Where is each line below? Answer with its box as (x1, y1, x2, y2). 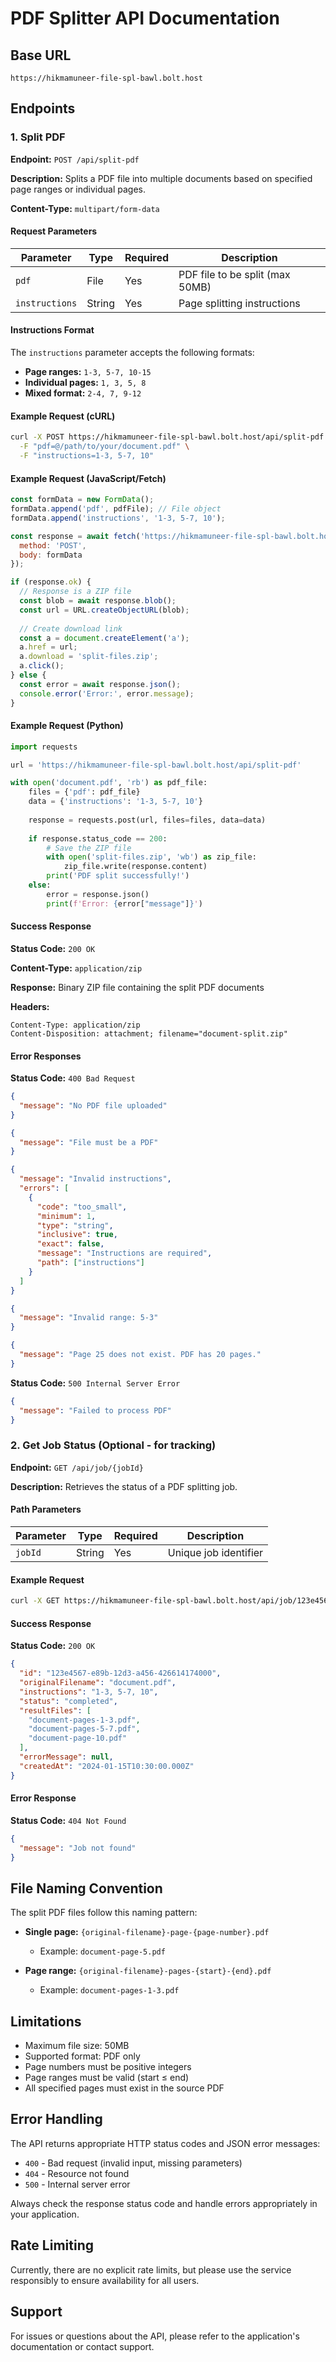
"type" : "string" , (36, 1220, 114, 1231)
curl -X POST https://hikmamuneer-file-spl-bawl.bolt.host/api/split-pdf (10, 432, 325, 442)
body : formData (19, 550, 83, 560)
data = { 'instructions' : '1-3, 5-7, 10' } (28, 797, 203, 807)
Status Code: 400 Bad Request (10, 1072, 136, 1084)
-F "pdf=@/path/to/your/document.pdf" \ (19, 442, 190, 452)
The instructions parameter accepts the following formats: (10, 347, 255, 359)
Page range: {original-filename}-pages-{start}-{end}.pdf (24, 1965, 272, 1977)
